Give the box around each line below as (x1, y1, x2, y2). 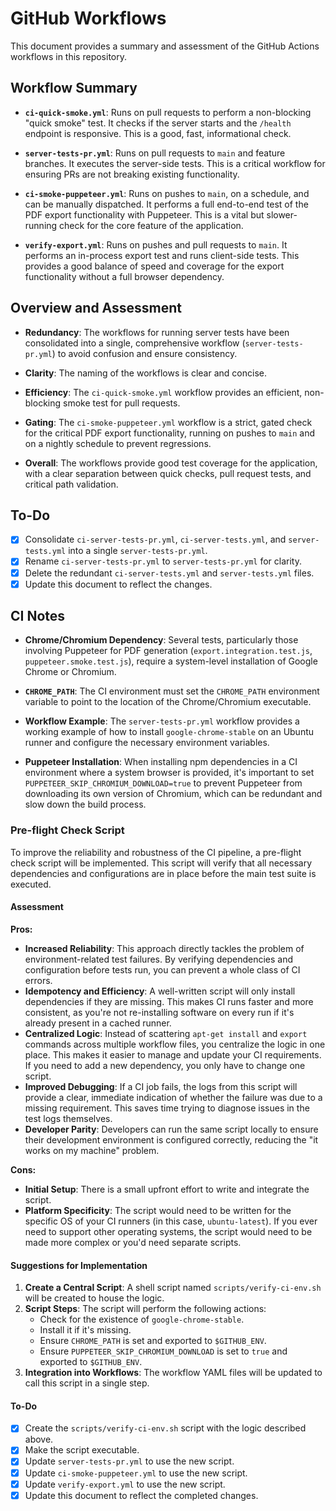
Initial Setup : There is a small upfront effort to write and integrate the (24, 1183, 310, 1195)
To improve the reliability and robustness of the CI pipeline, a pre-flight (10, 846, 302, 858)
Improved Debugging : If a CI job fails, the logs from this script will (24, 1080, 298, 1092)
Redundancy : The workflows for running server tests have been (24, 326, 290, 338)
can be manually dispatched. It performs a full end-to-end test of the (24, 198, 309, 210)
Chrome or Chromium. (24, 666, 117, 678)
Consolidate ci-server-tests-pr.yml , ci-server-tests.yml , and (24, 533, 287, 546)
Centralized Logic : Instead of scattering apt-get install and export (24, 1027, 308, 1039)
